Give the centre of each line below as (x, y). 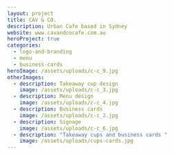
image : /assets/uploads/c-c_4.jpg (69, 103)
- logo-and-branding (43, 52)
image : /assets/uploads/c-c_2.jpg (69, 115)
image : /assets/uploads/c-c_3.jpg (69, 90)
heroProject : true (33, 39)
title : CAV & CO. (32, 20)
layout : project (30, 13)
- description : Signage (47, 122)
